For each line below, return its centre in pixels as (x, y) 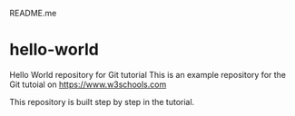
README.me (33, 13)
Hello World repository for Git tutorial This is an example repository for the (148, 74)
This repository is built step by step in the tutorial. (102, 101)
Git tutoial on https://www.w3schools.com (88, 84)
